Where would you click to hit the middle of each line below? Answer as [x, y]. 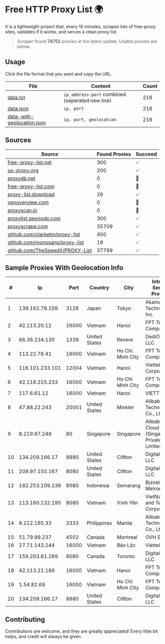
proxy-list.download [31, 194]
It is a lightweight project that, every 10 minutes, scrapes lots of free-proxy [81, 26]
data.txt [16, 97]
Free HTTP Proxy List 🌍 [54, 10]
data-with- [21, 116]
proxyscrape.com [28, 226]
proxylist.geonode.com [34, 218]
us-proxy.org [23, 170]
